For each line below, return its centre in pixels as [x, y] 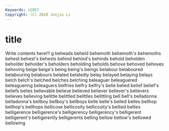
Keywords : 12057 [22, 10]
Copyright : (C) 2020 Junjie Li [38, 15]
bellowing [15, 123]
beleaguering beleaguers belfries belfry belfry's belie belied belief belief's [82, 86]
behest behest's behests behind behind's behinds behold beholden [75, 59]
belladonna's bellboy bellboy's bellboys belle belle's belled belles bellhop [81, 102]
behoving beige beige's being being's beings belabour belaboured [74, 70]
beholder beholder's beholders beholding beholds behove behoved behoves [84, 64]
